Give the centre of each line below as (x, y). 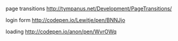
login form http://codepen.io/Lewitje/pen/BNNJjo (66, 20)
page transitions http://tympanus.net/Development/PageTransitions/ (89, 9)
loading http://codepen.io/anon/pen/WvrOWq (61, 31)
